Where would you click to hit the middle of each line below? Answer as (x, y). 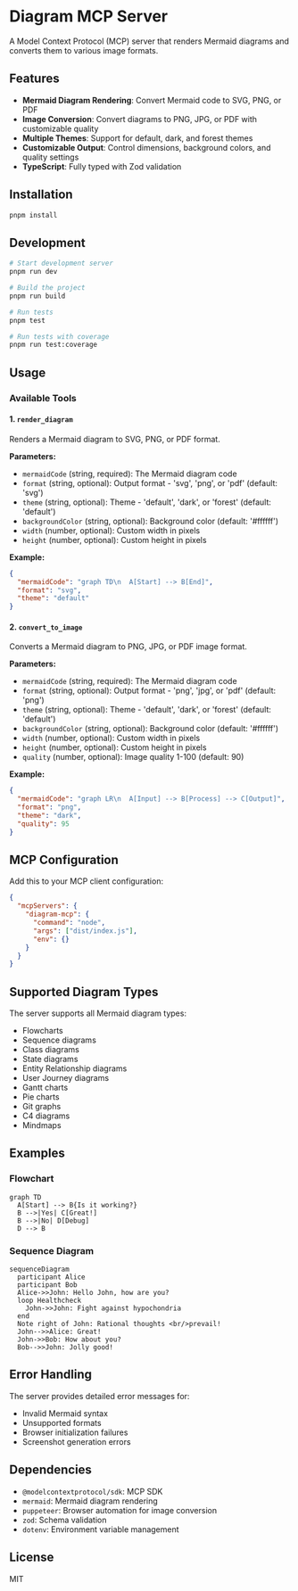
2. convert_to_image (46, 627)
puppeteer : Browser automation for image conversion (119, 1510)
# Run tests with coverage (59, 336)
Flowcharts (43, 1031)
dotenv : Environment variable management (101, 1529)
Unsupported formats (62, 1422)
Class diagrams (51, 1050)
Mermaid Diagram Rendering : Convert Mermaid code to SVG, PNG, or (152, 100)
